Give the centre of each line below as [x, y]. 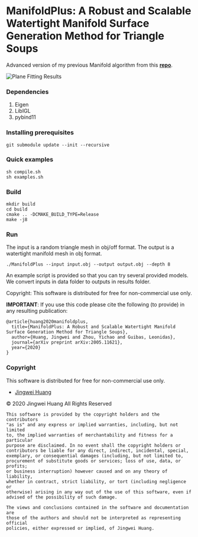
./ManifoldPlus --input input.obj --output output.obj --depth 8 [88, 264]
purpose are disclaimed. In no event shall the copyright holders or [94, 445]
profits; [17, 466]
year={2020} [26, 348]
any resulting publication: [37, 311]
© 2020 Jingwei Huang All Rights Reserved [59, 403]
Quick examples [30, 160]
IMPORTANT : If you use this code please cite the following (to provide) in [95, 305]
